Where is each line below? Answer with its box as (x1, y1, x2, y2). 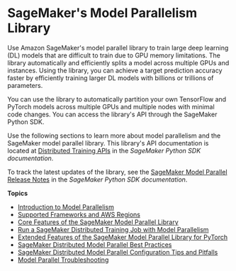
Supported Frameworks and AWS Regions (17, 210, 140, 219)
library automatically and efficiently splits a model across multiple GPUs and (7, 58, 230, 67)
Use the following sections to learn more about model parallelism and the (7, 131, 221, 140)
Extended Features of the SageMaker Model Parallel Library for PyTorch (17, 233, 228, 241)
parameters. (7, 81, 43, 89)
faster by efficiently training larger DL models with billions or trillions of (7, 73, 214, 82)
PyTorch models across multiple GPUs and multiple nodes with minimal (7, 102, 215, 111)
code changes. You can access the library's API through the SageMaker (7, 110, 218, 118)
